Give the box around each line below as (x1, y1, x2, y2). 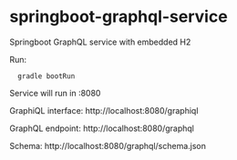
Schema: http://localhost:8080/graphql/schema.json (9, 140, 207, 151)
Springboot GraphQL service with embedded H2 (9, 36, 191, 47)
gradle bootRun (17, 71, 76, 81)
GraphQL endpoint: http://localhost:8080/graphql (9, 123, 194, 134)
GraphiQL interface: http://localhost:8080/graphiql (9, 105, 199, 115)
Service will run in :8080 (9, 87, 101, 98)
